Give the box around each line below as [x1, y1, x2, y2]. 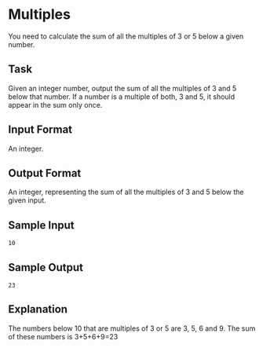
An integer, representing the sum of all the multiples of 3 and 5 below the [8, 187, 244, 197]
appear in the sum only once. [8, 100, 103, 109]
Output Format [8, 167, 82, 180]
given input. [8, 196, 47, 205]
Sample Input [8, 218, 75, 232]
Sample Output [8, 261, 84, 274]
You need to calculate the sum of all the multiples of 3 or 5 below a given [8, 31, 244, 41]
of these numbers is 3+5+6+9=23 [8, 332, 119, 341]
